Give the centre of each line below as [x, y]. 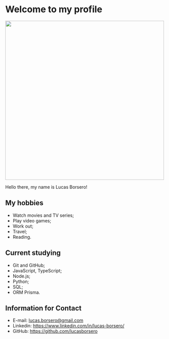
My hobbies [24, 203]
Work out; [23, 226]
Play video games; [32, 220]
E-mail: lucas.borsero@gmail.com [48, 320]
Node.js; [21, 276]
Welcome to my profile [54, 9]
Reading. [22, 237]
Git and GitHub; [29, 265]
